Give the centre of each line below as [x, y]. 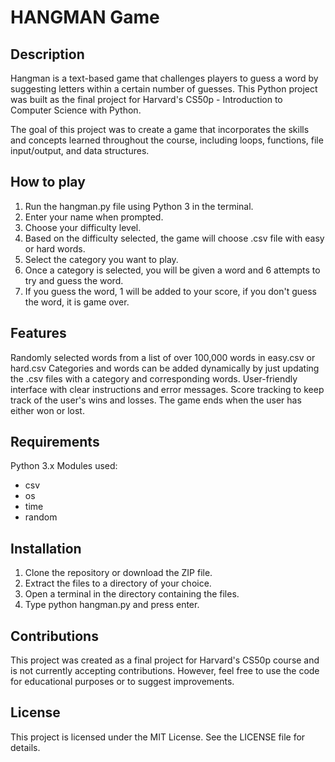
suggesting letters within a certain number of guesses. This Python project [164, 89]
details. [25, 747]
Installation [46, 548]
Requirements [55, 442]
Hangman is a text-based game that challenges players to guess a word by [164, 78]
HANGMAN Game [85, 17]
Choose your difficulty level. [83, 227]
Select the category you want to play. [101, 259]
